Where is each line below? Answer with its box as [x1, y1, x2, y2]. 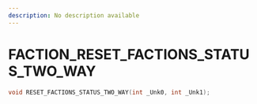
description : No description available [8, 11, 140, 20]
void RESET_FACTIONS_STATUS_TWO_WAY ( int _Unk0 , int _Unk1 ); [8, 88, 211, 96]
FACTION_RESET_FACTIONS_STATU [8, 45, 251, 63]
